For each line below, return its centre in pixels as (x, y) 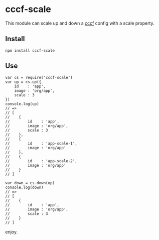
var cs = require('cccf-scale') (39, 77)
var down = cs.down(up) (30, 183)
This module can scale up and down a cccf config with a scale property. (80, 23)
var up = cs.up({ (23, 82)
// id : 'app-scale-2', (41, 161)
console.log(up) (22, 104)
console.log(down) (24, 187)
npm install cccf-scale (30, 50)
